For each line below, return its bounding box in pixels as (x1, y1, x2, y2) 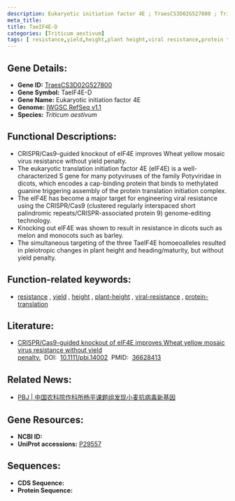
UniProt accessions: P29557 (17, 440, 101, 448)
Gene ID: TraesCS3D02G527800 (17, 80, 113, 89)
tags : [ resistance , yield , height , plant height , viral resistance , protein (7, 36, 224, 43)
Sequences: (7, 460, 61, 472)
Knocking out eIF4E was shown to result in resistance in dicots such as (17, 223, 222, 232)
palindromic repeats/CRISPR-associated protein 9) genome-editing (17, 209, 211, 217)
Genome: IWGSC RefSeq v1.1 (17, 103, 101, 111)
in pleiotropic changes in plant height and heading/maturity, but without (17, 246, 224, 254)
